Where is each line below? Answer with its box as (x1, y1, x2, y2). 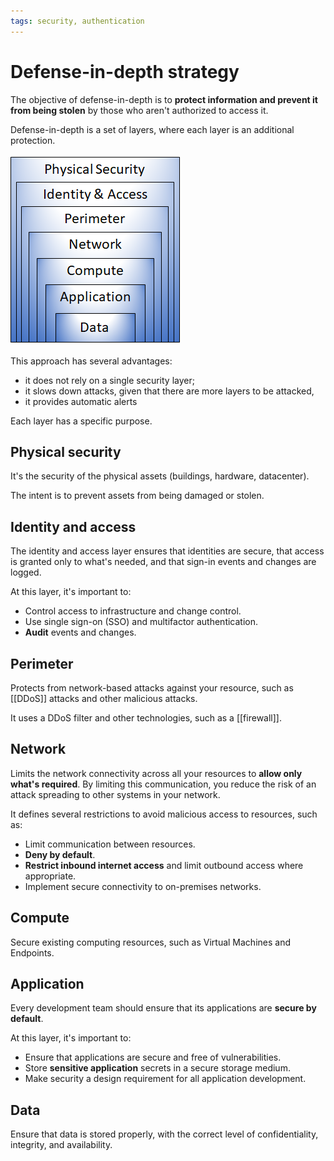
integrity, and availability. (10, 1139, 113, 1151)
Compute (10, 910, 70, 927)
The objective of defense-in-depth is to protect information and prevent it (10, 93, 318, 105)
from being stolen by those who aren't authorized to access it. (10, 104, 269, 116)
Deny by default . (24, 848, 96, 860)
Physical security (10, 443, 122, 460)
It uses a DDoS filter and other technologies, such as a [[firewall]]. (10, 712, 282, 724)
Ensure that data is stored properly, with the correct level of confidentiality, (10, 1128, 319, 1140)
